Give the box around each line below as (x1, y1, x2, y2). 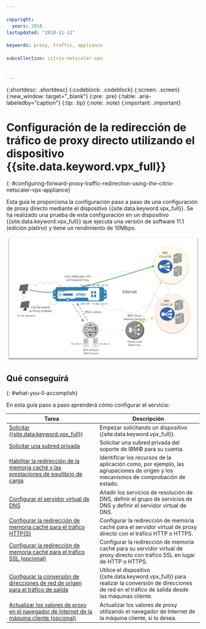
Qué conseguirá (6, 373, 69, 383)
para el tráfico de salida (9, 586, 69, 593)
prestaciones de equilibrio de (9, 470, 83, 477)
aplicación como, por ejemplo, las (99, 461, 185, 468)
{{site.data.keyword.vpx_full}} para (99, 573, 186, 580)
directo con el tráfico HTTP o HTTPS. (99, 529, 193, 537)
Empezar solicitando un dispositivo (99, 424, 188, 431)
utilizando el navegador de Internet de (99, 608, 196, 615)
